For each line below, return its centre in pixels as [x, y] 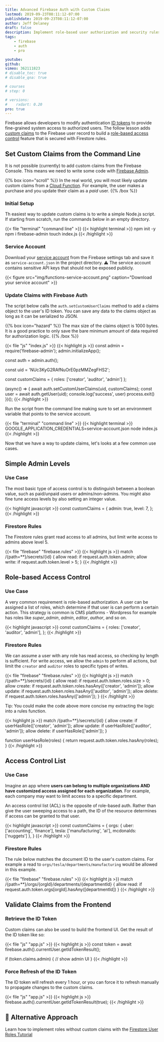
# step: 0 [15, 91]
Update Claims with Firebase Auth [46, 295]
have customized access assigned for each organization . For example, [78, 791]
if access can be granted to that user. [43, 816]
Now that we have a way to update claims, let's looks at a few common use [81, 443]
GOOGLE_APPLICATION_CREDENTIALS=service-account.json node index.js [81, 428]
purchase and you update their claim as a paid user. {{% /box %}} [71, 191]
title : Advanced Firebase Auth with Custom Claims [58, 10]
